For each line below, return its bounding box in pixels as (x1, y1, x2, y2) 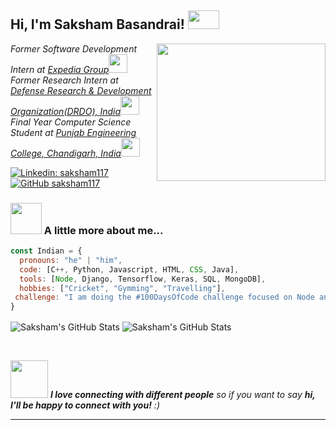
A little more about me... (43, 223, 164, 237)
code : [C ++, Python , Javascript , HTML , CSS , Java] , (19, 264, 240, 275)
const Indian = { (10, 246, 83, 256)
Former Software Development (10, 42, 138, 55)
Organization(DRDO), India (10, 105, 122, 117)
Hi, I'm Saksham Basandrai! (10, 16, 185, 33)
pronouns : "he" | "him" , (19, 255, 123, 265)
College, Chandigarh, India (10, 147, 122, 159)
